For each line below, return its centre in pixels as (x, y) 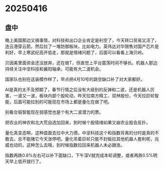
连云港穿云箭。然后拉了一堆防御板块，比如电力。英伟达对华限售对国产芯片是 (82, 46)
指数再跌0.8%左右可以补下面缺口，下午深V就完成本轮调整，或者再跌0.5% (79, 155)
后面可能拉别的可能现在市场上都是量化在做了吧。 (63, 102)
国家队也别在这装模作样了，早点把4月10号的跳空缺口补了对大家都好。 (75, 79)
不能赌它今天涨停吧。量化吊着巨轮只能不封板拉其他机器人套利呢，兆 (90, 139)
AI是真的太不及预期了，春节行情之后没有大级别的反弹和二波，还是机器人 (78, 90)
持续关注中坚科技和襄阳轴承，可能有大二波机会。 (54, 69)
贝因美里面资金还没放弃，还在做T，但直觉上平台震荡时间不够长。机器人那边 (81, 63)
